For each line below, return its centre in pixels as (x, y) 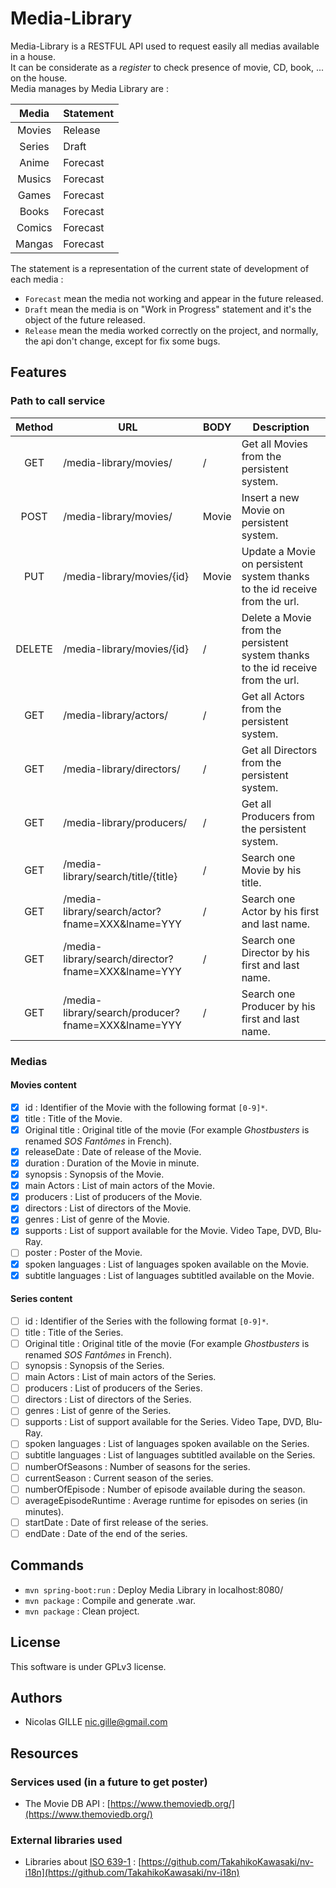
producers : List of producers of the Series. (113, 1388)
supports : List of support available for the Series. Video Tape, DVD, (164, 1422)
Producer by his (278, 1006)
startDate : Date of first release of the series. (116, 1522)
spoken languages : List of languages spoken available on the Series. (167, 1444)
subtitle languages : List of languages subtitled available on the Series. (170, 1455)
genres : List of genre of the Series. (98, 1411)
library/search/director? (118, 959)
